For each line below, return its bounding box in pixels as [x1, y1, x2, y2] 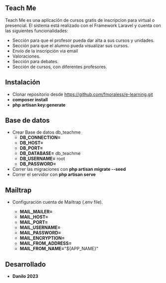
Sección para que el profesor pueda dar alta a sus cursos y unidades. [12, 37, 155, 43]
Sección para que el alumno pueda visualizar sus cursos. [12, 42, 129, 49]
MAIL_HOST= [19, 214, 49, 220]
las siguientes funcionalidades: [5, 27, 68, 34]
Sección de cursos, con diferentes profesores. [12, 64, 108, 70]
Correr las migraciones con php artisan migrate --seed [12, 166, 126, 172]
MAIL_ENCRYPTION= [19, 235, 65, 241]
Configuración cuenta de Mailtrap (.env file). [12, 199, 103, 205]
